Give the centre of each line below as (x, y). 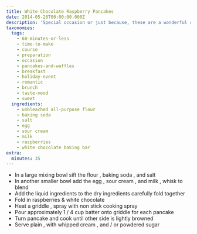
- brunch (27, 88)
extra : (14, 153)
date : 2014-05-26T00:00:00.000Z (45, 17)
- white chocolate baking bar (54, 147)
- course (27, 50)
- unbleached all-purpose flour (56, 109)
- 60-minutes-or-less (43, 39)
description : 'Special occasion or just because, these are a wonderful (97, 22)
